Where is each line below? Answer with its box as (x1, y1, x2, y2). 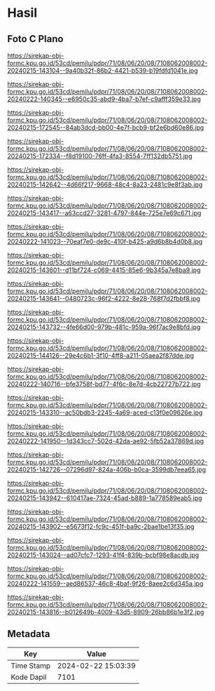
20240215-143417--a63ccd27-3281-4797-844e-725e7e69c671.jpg (7, 209, 202, 217)
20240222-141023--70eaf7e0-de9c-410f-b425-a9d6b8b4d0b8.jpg (7, 237, 203, 246)
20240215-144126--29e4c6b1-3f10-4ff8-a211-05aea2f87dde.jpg (7, 351, 195, 359)
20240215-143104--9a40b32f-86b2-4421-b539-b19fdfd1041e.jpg (7, 67, 198, 74)
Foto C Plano (7, 33, 64, 45)
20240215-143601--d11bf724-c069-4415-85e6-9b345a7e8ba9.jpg (7, 266, 201, 274)
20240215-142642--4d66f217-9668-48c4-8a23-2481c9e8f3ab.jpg (7, 180, 203, 189)
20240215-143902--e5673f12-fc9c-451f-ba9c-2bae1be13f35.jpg (7, 523, 195, 530)
